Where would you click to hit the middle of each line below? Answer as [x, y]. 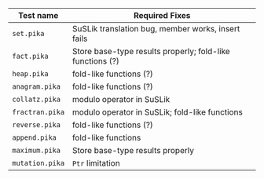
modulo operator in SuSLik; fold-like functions [158, 112]
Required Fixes [162, 15]
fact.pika [30, 56]
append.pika [35, 138]
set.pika [28, 33]
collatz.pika [37, 99]
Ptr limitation [96, 163]
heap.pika [30, 74]
